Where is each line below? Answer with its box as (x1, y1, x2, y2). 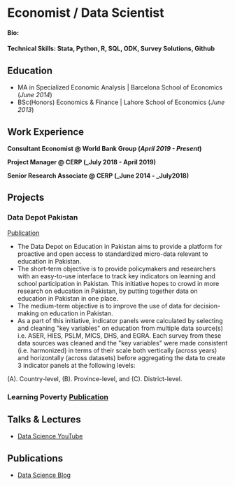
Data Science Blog (17, 471, 71, 480)
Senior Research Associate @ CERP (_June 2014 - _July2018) (7, 171, 190, 180)
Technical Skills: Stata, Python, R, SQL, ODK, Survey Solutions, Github (7, 44, 215, 53)
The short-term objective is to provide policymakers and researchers (17, 264, 216, 273)
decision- (193, 301, 221, 310)
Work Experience (7, 126, 85, 138)
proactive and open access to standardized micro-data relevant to (17, 250, 208, 258)
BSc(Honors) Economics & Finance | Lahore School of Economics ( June (17, 98, 225, 106)
